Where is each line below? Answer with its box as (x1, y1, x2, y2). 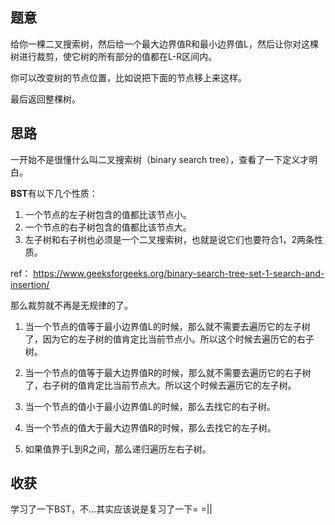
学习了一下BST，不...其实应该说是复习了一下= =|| (10, 503, 213, 515)
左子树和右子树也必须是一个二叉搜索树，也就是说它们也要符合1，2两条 (24, 233, 315, 245)
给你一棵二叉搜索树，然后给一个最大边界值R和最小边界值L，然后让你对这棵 (10, 38, 319, 50)
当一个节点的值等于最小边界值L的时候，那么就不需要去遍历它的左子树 (24, 320, 311, 332)
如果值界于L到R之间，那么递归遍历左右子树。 (24, 443, 212, 455)
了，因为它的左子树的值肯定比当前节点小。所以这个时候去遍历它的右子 (24, 333, 315, 345)
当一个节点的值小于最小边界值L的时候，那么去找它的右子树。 (24, 400, 276, 412)
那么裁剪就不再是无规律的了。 (10, 299, 133, 311)
